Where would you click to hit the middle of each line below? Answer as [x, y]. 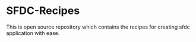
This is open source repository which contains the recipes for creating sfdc [98, 27]
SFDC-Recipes [43, 11]
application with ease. [33, 33]
